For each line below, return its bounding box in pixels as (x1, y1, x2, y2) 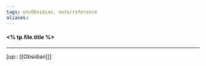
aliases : (6, 15, 29, 21)
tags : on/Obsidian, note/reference (6, 9, 97, 15)
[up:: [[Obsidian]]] (6, 53, 52, 60)
